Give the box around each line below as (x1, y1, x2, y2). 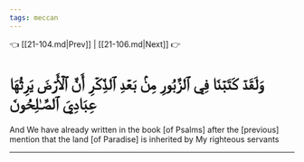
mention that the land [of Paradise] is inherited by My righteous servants (9, 133, 280, 145)
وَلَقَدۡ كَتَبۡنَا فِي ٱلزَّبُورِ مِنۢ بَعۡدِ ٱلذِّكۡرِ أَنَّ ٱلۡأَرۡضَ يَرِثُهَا (9, 73, 264, 94)
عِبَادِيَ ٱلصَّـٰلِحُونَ (9, 93, 97, 114)
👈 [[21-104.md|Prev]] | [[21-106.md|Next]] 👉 (9, 38, 181, 50)
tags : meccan (9, 13, 59, 23)
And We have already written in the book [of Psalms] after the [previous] (9, 124, 280, 135)
